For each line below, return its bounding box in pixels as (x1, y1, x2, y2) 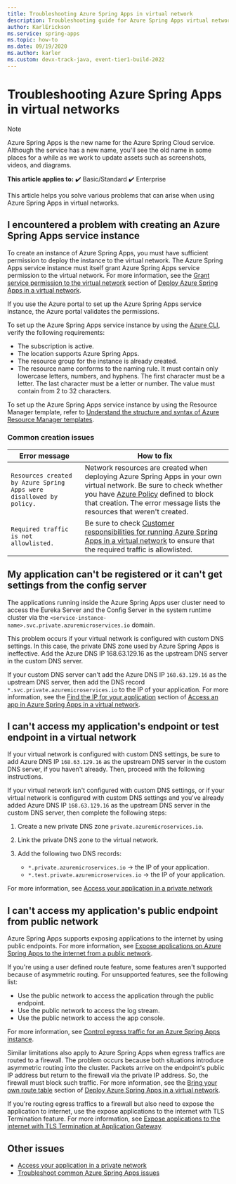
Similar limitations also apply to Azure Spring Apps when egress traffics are (7, 1049, 225, 1057)
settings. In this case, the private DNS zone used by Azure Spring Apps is (7, 642, 220, 650)
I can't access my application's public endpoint (7, 905, 218, 917)
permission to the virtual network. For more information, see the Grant (7, 271, 210, 279)
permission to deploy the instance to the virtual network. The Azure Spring (7, 256, 223, 265)
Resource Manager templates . (7, 415, 95, 424)
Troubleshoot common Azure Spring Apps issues (17, 1169, 160, 1177)
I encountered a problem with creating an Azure (7, 219, 221, 231)
